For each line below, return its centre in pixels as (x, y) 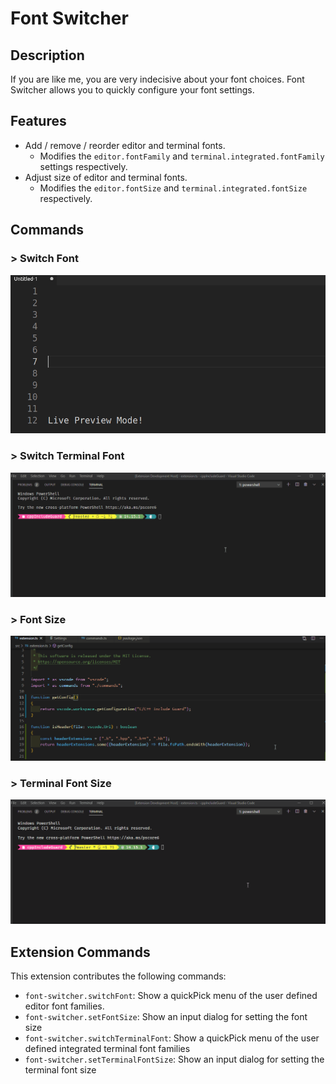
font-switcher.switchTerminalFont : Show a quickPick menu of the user (172, 1038)
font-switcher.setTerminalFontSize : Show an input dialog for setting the (174, 1059)
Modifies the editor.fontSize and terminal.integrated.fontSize (173, 188)
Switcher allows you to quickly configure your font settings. (132, 90)
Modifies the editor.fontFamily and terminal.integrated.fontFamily (182, 156)
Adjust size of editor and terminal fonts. (106, 177)
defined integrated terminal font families (107, 1049)
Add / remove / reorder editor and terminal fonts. (125, 145)
